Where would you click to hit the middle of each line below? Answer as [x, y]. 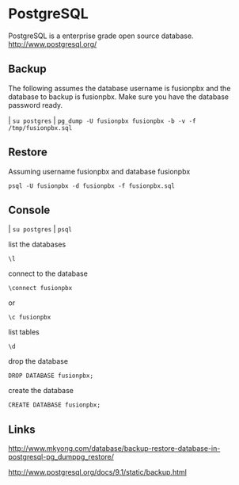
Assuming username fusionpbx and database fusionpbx [99, 171]
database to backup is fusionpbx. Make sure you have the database [119, 97]
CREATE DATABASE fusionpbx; [55, 405]
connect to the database [48, 273]
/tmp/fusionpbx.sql [40, 128]
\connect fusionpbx [40, 288]
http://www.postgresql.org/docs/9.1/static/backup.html [98, 472]
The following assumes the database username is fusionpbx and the [119, 88]
